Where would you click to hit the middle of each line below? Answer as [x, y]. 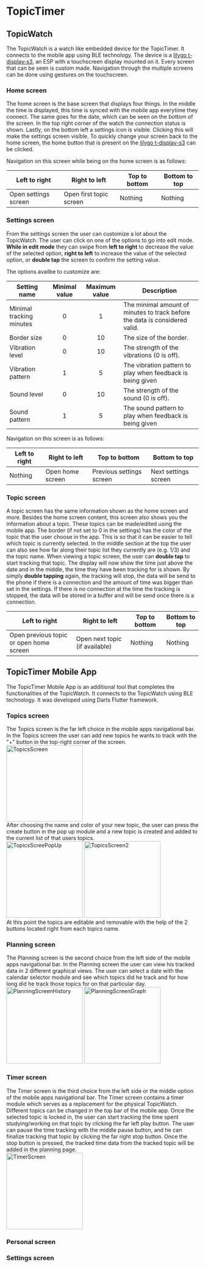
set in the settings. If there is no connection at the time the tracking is [93, 588]
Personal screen [31, 1242]
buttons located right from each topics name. [63, 928]
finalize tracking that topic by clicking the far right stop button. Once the [97, 1136]
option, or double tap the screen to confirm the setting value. [83, 260]
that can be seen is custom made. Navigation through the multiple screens [100, 68]
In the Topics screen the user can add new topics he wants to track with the [102, 735]
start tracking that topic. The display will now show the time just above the [100, 563]
